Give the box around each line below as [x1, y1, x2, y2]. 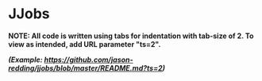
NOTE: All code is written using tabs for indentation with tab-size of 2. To [8, 31, 254, 40]
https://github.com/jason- [44, 55, 133, 64]
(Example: [8, 55, 43, 64]
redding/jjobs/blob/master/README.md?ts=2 [8, 63, 163, 72]
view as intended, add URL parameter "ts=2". [8, 39, 161, 48]
